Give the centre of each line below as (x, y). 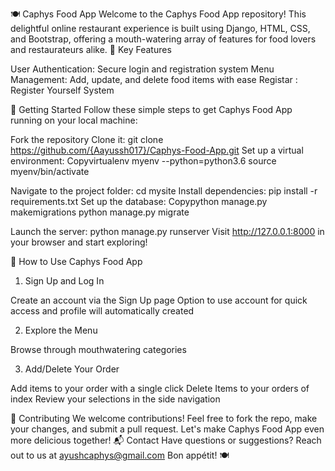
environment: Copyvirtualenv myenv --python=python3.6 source (143, 161)
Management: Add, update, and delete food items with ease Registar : (154, 79)
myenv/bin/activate (50, 171)
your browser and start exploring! (79, 242)
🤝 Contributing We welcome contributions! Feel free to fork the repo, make (164, 418)
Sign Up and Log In (64, 281)
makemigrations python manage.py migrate (100, 212)
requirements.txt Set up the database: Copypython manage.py (139, 201)
